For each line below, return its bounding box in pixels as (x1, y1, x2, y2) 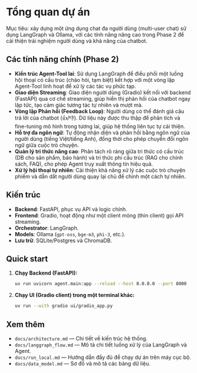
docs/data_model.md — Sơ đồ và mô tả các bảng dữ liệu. (14, 359, 151, 367)
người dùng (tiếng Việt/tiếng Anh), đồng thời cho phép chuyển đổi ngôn (14, 135, 189, 142)
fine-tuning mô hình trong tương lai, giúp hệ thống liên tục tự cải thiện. (14, 123, 186, 130)
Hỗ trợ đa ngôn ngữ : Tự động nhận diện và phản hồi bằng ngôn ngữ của (14, 129, 191, 136)
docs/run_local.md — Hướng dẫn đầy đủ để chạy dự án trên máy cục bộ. (14, 354, 192, 361)
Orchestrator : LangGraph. (14, 224, 79, 232)
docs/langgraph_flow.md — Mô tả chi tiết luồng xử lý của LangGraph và (14, 341, 187, 348)
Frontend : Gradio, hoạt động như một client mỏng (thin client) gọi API (14, 212, 184, 219)
